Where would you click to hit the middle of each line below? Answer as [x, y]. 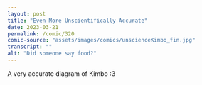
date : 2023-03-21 [33, 27]
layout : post [27, 14]
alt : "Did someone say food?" [52, 54]
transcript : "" [30, 47]
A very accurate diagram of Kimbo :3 [62, 73]
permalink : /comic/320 [41, 34]
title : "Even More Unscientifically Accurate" [78, 21]
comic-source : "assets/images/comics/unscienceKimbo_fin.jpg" [101, 40]
